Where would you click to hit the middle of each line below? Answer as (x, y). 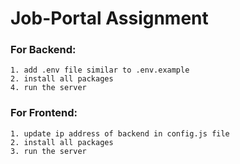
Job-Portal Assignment (109, 18)
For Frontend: (44, 113)
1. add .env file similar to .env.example (100, 70)
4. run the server (48, 88)
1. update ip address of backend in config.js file (120, 133)
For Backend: (43, 50)
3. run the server (48, 151)
